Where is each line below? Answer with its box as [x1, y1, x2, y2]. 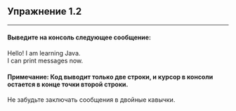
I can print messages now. [7, 56, 84, 65]
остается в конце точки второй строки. [7, 80, 129, 89]
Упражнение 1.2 [7, 6, 82, 18]
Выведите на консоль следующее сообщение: [7, 33, 151, 41]
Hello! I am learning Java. [7, 49, 81, 58]
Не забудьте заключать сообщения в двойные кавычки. [7, 96, 176, 104]
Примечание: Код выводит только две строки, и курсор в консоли [7, 72, 214, 81]
